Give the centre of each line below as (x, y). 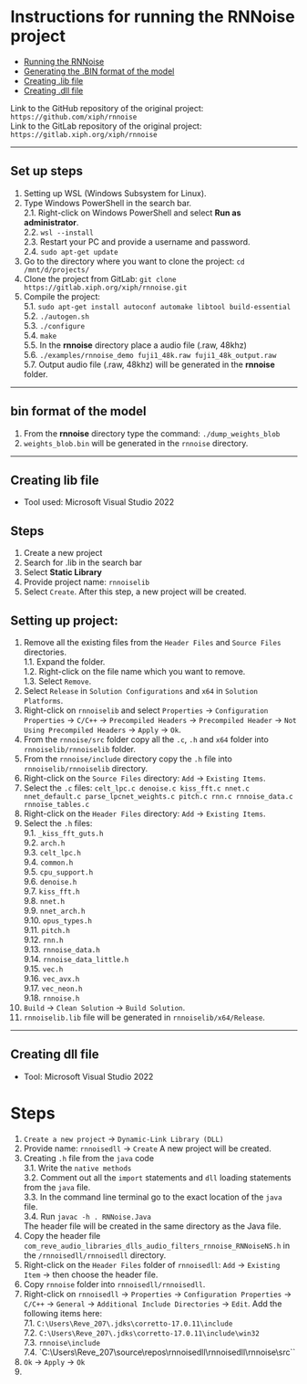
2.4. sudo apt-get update (71, 251)
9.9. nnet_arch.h (54, 911)
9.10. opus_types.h (57, 920)
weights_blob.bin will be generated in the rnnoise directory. (136, 443)
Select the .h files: (58, 823)
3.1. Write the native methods (77, 1168)
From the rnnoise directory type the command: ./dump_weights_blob (152, 433)
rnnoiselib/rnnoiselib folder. (79, 749)
